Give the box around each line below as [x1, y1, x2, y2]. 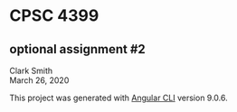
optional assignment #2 [9, 42, 147, 57]
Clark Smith [9, 65, 53, 76]
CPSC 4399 [9, 5, 100, 26]
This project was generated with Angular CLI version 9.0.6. [9, 92, 228, 103]
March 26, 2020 [9, 75, 70, 86]
